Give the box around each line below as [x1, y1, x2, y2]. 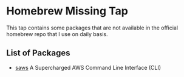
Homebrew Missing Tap [6, 4, 129, 18]
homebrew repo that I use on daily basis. [6, 30, 108, 37]
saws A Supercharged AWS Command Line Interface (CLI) [15, 64, 162, 71]
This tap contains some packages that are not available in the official [6, 24, 178, 31]
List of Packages [6, 48, 70, 58]
